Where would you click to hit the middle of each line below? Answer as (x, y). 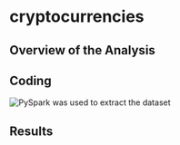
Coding (30, 80)
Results (31, 131)
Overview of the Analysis (83, 50)
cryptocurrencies (77, 17)
